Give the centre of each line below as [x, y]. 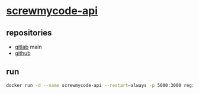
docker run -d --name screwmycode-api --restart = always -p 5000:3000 [94, 85]
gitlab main [28, 47]
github [23, 53]
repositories [29, 33]
